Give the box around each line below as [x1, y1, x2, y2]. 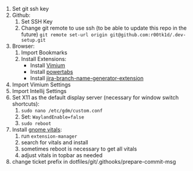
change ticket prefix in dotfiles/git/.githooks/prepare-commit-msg [11, 158, 177, 165]
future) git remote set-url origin [21, 31, 108, 38]
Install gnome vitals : [11, 126, 62, 133]
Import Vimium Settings [11, 81, 71, 88]
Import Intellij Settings [11, 88, 67, 94]
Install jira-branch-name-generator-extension [30, 75, 144, 82]
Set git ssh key [11, 5, 50, 12]
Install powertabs [30, 68, 74, 75]
